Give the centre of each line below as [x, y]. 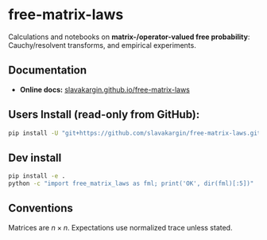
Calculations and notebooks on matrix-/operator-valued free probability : [129, 37]
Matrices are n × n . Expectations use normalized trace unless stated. [120, 227]
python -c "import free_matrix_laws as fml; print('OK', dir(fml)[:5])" [131, 184]
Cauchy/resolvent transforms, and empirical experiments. [102, 45]
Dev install [35, 157]
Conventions [41, 209]
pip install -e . [37, 176]
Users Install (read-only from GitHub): [104, 114]
